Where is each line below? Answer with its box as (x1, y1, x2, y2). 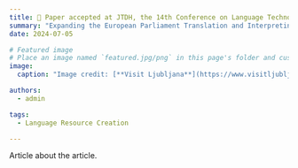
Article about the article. (9, 150, 98, 161)
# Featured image (9, 45, 74, 54)
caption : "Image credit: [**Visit (17, 70, 145, 80)
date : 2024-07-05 (9, 29, 74, 38)
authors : (9, 86, 42, 95)
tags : (9, 110, 29, 119)
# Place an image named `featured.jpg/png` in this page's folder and (9, 54, 276, 63)
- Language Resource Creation (17, 118, 129, 127)
